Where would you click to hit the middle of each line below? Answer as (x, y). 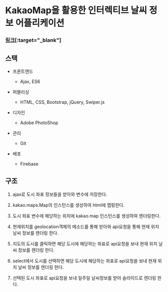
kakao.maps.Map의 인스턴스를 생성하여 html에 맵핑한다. (69, 205)
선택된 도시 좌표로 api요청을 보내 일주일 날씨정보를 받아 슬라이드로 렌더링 (84, 278)
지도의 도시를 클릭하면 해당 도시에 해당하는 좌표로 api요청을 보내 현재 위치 (85, 243)
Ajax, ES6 (30, 81)
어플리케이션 (40, 23)
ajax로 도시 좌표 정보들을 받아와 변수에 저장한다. (60, 194)
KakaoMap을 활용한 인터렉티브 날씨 (76, 10)
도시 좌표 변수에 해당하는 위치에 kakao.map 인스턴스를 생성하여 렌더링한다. (87, 215)
